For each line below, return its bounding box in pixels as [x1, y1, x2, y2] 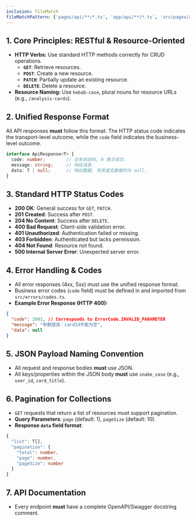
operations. [14, 57, 43, 64]
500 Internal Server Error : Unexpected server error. [14, 248, 140, 256]
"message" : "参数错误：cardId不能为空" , [11, 322, 103, 328]
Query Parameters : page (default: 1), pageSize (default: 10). [14, 416, 156, 423]
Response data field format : [14, 422, 83, 429]
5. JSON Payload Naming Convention [6, 349, 144, 359]
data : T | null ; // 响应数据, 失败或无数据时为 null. [11, 168, 148, 173]
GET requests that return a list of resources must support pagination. [14, 410, 178, 417]
